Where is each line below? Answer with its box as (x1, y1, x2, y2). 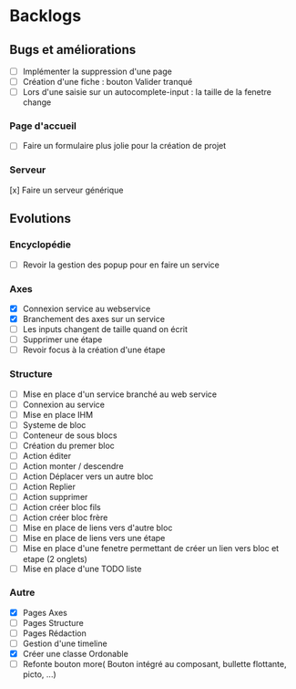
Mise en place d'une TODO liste (22, 563, 142, 574)
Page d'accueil (9, 120, 77, 132)
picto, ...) (22, 669, 56, 680)
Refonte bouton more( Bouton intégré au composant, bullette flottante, (22, 659, 287, 670)
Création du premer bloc (22, 440, 116, 451)
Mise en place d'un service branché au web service (22, 389, 218, 400)
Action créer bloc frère (22, 512, 108, 523)
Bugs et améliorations (9, 42, 137, 57)
